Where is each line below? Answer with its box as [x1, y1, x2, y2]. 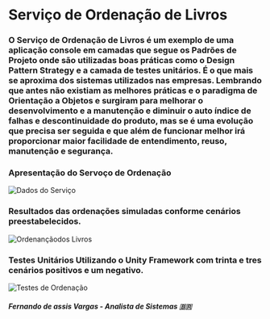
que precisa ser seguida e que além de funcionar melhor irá [8, 125, 246, 136]
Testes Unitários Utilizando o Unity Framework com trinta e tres [8, 254, 262, 266]
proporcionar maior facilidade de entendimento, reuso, [8, 136, 227, 147]
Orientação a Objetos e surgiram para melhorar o [8, 95, 204, 107]
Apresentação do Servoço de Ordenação [8, 167, 172, 178]
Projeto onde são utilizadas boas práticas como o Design [8, 55, 235, 66]
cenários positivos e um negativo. [8, 264, 144, 275]
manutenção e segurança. [8, 145, 114, 157]
